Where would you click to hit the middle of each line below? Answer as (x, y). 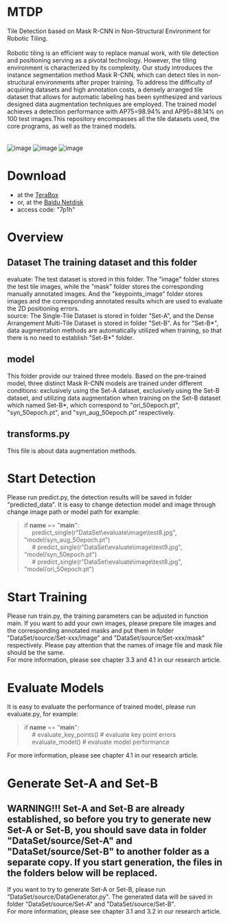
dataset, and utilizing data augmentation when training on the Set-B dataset (114, 398)
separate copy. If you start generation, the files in (115, 862)
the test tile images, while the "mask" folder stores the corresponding (105, 286)
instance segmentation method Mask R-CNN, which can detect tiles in (106, 75)
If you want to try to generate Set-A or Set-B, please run (87, 890)
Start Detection (51, 478)
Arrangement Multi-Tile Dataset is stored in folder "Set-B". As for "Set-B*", (113, 323)
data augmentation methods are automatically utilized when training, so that (114, 330)
